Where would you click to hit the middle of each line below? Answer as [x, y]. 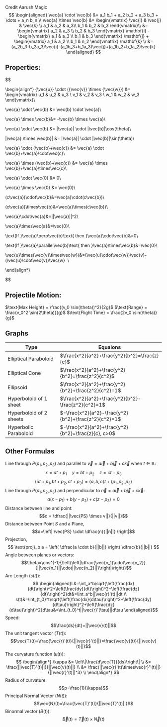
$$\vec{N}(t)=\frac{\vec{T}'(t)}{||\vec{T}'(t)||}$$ [83, 704]
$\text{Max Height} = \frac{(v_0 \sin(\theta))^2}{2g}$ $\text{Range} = [76, 307]
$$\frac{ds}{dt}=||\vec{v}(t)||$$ [83, 625]
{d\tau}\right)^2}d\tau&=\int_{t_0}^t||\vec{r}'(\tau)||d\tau [66, 610]
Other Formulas [30, 451]
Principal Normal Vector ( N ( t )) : [36, 696]
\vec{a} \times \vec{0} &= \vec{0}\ [40, 187]
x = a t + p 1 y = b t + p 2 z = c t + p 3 [83, 473]
